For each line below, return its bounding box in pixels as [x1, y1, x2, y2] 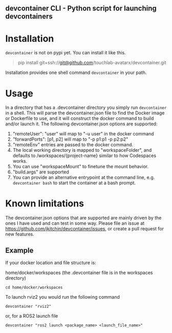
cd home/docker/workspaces [5, 285, 63, 290]
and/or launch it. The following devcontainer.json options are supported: [5, 121, 158, 127]
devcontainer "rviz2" [5, 304, 52, 309]
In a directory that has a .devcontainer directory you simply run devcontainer [5, 105, 167, 111]
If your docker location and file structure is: [5, 260, 96, 266]
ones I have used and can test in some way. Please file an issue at [5, 220, 145, 226]
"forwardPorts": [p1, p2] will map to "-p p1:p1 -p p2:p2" [12, 136, 128, 143]
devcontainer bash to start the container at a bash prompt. [12, 180, 136, 186]
